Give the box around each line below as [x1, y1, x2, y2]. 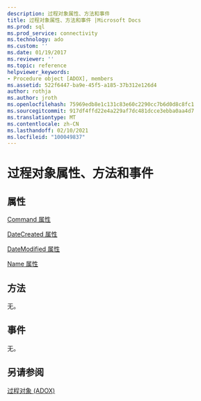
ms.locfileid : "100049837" [7, 133, 86, 140]
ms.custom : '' [7, 43, 49, 50]
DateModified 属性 [7, 245, 61, 253]
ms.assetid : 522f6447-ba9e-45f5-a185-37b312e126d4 [7, 82, 157, 89]
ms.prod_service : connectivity [7, 29, 98, 37]
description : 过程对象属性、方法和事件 [7, 10, 110, 17]
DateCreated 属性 [7, 230, 58, 239]
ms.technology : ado [7, 36, 64, 43]
